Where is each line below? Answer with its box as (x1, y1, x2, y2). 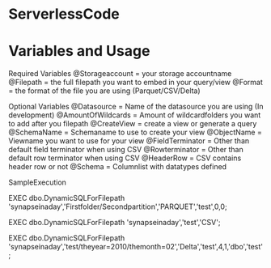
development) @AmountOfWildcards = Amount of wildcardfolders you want (8, 110, 261, 120)
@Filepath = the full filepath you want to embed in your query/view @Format (8, 78, 263, 87)
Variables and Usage (8, 42, 150, 61)
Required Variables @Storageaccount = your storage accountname (8, 69, 232, 79)
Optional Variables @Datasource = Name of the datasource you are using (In (8, 102, 264, 112)
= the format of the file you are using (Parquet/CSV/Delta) (8, 86, 201, 96)
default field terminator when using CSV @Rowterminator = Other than (8, 145, 244, 155)
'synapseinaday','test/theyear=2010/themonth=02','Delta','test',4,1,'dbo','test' (8, 242, 263, 252)
